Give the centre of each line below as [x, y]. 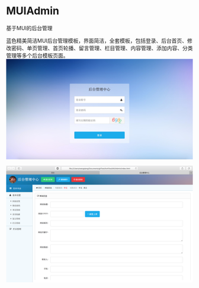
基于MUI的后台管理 [29, 28]
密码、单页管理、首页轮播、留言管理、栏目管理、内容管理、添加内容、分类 [102, 48]
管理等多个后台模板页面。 [37, 55]
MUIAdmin [33, 11]
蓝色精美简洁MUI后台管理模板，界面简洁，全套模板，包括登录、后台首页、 [97, 40]
